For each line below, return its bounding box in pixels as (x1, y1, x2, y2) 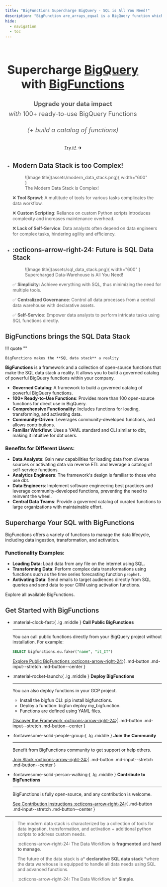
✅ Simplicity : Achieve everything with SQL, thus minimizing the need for (12, 282, 162, 288)
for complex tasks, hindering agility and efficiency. (12, 231, 116, 237)
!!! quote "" (5, 345, 27, 351)
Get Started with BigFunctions (5, 606, 99, 614)
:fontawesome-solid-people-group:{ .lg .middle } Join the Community (12, 733, 157, 739)
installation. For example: (12, 639, 64, 645)
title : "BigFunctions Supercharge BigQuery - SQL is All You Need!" (5, 8, 150, 13)
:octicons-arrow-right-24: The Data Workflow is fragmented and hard (17, 841, 162, 847)
